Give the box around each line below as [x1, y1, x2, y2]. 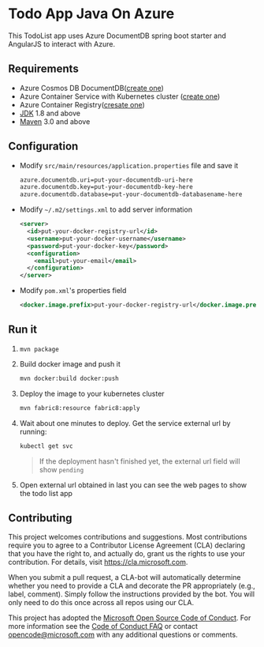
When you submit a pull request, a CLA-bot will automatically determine [8, 573, 241, 582]
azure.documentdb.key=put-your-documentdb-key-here [19, 183, 193, 191]
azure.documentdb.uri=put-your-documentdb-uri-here [19, 175, 193, 184]
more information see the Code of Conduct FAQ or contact [8, 622, 199, 631]
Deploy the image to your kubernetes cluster [19, 389, 165, 398]
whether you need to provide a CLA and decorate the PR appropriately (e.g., [8, 581, 256, 591]
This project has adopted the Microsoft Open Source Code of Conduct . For [8, 613, 251, 623]
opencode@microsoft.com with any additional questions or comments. [8, 630, 238, 640]
